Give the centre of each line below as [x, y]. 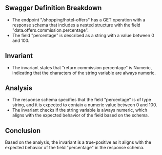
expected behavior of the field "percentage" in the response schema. [75, 148]
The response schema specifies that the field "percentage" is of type [81, 100]
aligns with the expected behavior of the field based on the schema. [81, 115]
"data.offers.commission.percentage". [50, 30]
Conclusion [23, 130]
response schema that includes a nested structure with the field [76, 25]
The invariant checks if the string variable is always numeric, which [80, 110]
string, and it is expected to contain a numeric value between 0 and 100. [85, 105]
